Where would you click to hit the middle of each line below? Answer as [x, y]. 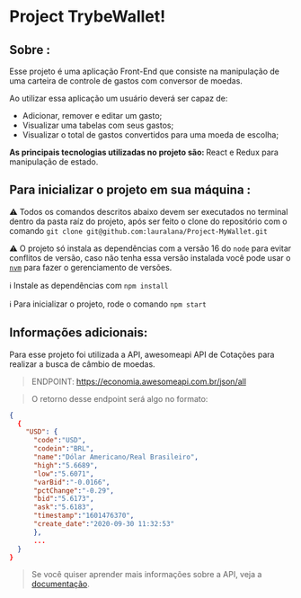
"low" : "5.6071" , [63, 474]
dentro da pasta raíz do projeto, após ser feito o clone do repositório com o [148, 221]
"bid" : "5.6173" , [63, 499]
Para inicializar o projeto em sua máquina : [130, 190]
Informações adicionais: [79, 333]
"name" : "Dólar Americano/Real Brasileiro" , [116, 457]
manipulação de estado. [54, 162]
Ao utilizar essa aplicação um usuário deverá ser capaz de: [119, 98]
